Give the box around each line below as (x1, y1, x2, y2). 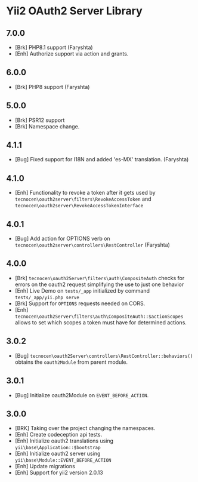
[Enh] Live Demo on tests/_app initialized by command (14, 287, 150, 294)
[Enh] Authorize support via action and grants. (14, 50, 129, 57)
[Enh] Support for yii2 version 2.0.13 (14, 469, 103, 476)
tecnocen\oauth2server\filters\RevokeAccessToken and (14, 195, 151, 202)
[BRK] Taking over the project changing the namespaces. (14, 425, 156, 432)
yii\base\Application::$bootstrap (14, 445, 101, 451)
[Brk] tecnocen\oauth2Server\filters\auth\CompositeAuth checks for (14, 274, 185, 281)
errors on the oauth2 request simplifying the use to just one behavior (14, 281, 184, 288)
